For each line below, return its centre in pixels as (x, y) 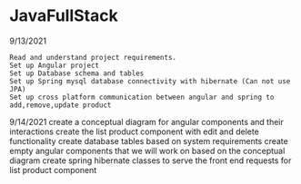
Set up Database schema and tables (77, 73)
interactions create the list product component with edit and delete (134, 131)
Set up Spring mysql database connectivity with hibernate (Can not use (150, 81)
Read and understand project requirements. (93, 57)
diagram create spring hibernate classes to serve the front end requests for (150, 160)
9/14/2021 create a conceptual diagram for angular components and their (147, 121)
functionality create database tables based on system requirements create (149, 140)
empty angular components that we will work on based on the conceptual (147, 150)
